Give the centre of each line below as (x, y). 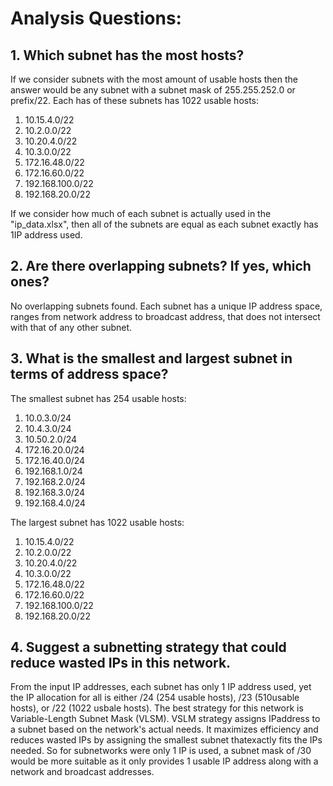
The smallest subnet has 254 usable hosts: (98, 398)
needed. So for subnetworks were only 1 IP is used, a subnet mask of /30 (161, 751)
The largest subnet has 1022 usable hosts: (97, 522)
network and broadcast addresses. (82, 772)
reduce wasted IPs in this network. (121, 663)
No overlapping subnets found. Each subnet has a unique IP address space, (166, 306)
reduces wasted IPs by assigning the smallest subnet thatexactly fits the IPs (166, 740)
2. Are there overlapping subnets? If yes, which (161, 266)
